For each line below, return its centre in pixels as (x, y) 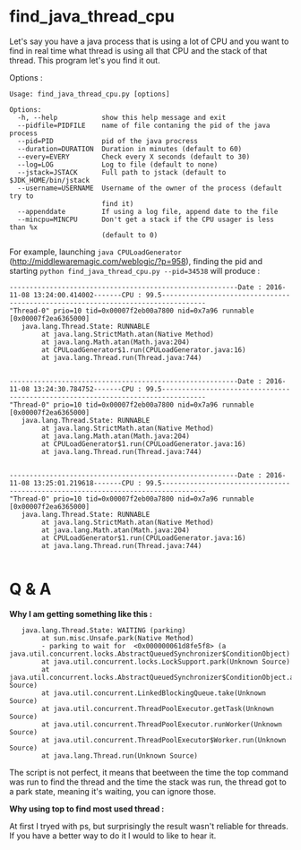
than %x (24, 227)
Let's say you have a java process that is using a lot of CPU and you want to (149, 41)
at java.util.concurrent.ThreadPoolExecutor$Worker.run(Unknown (164, 740)
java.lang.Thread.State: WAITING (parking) (103, 630)
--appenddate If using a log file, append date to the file (148, 211)
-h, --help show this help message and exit (122, 117)
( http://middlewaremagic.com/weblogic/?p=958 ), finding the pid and (136, 261)
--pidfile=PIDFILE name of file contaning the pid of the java (144, 125)
